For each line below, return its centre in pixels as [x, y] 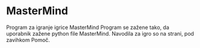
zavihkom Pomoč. [28, 40]
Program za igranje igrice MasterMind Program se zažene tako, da [88, 27]
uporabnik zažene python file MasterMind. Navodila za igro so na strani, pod [100, 33]
